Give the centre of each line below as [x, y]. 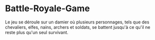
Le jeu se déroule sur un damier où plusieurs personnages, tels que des [77, 22]
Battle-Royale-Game [47, 9]
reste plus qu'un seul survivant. [37, 32]
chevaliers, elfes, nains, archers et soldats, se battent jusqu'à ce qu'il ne [78, 27]
